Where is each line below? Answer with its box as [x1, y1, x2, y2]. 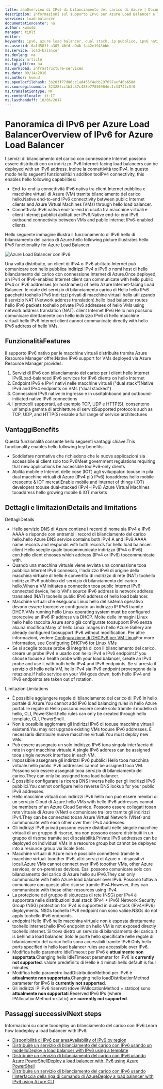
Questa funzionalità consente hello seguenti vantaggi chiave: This [5, 438, 135, 444]
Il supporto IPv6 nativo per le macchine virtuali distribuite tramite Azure [5, 350, 147, 356]
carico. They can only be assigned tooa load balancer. [12, 772, 120, 778]
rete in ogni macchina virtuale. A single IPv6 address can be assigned [12, 747, 150, 752]
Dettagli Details [5, 516, 34, 522]
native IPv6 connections [29, 396, 78, 401]
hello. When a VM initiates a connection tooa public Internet [12, 583, 130, 589]
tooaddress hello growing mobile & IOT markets [12, 489, 108, 495]
